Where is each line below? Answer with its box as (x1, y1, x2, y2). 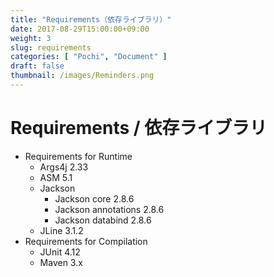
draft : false (10, 61, 65, 71)
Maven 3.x (39, 256, 83, 268)
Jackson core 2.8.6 (54, 192, 135, 205)
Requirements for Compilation (24, 235, 148, 247)
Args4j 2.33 (39, 161, 89, 173)
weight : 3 (10, 33, 52, 43)
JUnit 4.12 (39, 246, 81, 258)
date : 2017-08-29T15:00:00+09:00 (10, 24, 150, 34)
